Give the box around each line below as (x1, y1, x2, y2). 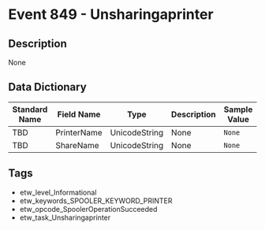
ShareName (54, 139, 100, 150)
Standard (12, 104, 48, 115)
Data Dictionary (8, 80, 87, 94)
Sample (223, 104, 253, 115)
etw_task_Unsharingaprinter (19, 213, 111, 222)
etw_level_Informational (19, 187, 97, 197)
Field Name (57, 109, 101, 120)
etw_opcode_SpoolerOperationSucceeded (19, 204, 158, 213)
